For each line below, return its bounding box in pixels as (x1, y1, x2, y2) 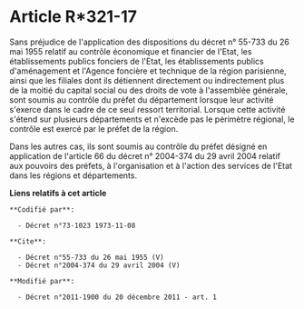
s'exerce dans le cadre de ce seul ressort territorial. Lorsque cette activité (9, 104, 286, 115)
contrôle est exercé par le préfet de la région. (9, 123, 179, 134)
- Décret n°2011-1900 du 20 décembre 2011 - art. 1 (17, 293, 218, 302)
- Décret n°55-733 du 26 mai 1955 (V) (17, 253, 165, 262)
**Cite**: (9, 236, 47, 246)
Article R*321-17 (9, 6, 138, 27)
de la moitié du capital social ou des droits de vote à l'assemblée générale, (9, 85, 289, 95)
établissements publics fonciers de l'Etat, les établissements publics (9, 55, 265, 66)
